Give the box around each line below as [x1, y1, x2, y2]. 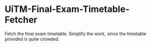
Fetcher [4, 14, 38, 25]
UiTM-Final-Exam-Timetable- [4, 3, 130, 15]
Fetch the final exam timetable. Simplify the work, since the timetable [4, 30, 147, 36]
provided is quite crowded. [4, 36, 60, 42]
